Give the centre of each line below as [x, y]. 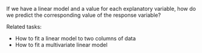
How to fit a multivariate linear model [61, 45]
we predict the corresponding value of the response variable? [84, 15]
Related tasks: [24, 27]
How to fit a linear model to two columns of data [75, 38]
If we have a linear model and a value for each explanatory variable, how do [101, 9]
